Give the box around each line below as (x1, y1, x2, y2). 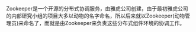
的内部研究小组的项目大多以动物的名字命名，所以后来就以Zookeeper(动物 (6, 12, 185, 19)
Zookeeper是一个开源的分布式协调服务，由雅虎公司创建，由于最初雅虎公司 (6, 5, 188, 12)
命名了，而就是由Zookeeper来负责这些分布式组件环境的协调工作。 (23, 20, 185, 26)
